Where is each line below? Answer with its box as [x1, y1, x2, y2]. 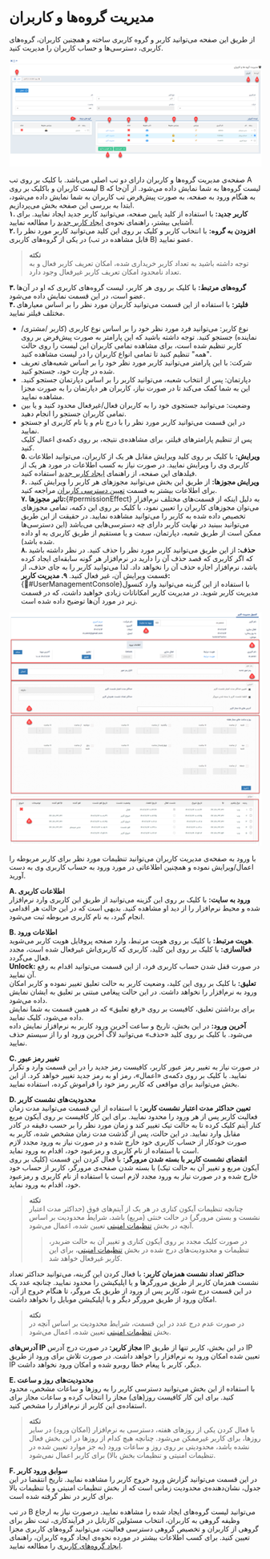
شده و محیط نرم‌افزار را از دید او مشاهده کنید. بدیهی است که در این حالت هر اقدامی [9, 903, 260, 913]
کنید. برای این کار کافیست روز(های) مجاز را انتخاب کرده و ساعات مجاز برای [9, 1391, 235, 1402]
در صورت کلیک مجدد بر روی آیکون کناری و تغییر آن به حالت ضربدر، [48, 1236, 248, 1246]
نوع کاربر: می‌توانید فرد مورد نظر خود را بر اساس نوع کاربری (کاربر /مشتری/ [20, 324, 249, 333]
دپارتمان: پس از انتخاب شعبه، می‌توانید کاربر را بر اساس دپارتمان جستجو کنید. [20, 375, 252, 385]
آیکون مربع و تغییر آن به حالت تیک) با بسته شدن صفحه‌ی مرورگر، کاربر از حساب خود [9, 1162, 260, 1172]
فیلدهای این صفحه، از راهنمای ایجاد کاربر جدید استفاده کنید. [20, 469, 197, 479]
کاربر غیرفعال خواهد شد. [48, 1253, 123, 1262]
